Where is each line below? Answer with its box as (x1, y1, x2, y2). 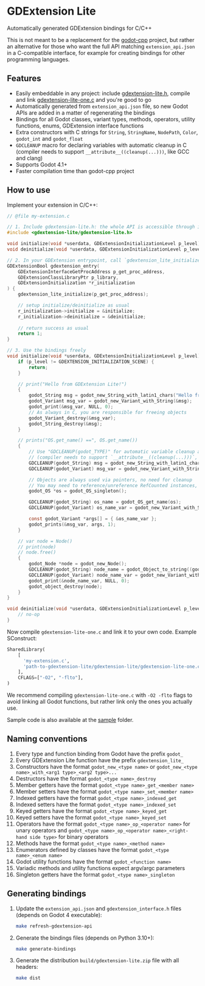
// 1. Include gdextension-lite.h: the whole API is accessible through (7, 224, 195, 230)
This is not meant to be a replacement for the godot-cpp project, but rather (7, 36, 195, 43)
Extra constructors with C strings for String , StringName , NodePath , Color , (15, 128, 198, 135)
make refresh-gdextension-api (15, 923, 93, 929)
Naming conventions (7, 734, 88, 745)
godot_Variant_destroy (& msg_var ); (29, 415, 116, 421)
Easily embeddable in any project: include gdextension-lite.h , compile (15, 90, 190, 97)
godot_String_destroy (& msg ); (29, 421, 103, 427)
